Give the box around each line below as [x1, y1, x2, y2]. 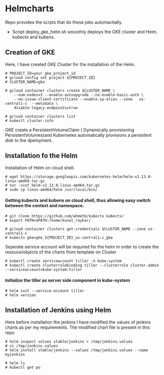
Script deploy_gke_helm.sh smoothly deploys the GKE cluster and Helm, [12, 29, 158, 34]
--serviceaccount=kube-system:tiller [5, 267, 82, 272]
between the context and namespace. [5, 203, 84, 209]
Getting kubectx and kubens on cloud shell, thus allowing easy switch [5, 197, 151, 203]
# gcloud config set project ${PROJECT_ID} [5, 75, 96, 80]
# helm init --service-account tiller [5, 288, 84, 293]
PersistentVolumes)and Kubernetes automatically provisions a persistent [5, 132, 152, 138]
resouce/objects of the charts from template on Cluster [5, 249, 117, 255]
